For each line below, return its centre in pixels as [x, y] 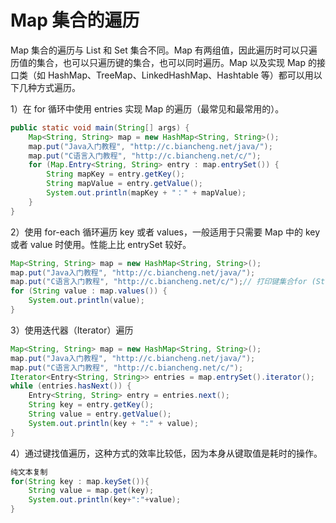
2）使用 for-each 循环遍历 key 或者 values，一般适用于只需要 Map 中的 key [165, 232]
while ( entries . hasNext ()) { [71, 386]
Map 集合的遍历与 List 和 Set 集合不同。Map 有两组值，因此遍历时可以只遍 [164, 50]
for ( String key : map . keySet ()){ [80, 481]
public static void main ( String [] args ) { [100, 127]
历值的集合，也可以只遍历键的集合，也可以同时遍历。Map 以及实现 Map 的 [163, 62]
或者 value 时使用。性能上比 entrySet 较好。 [101, 244]
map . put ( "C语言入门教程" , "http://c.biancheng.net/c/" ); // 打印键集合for [159, 282]
